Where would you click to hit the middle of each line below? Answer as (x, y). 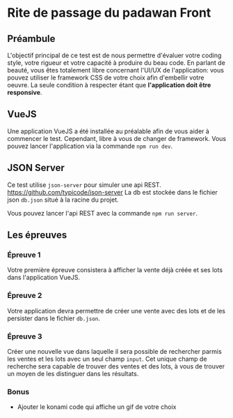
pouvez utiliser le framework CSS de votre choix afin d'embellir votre (106, 77)
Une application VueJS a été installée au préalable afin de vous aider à (109, 131)
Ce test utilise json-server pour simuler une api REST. (84, 185)
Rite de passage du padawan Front (109, 13)
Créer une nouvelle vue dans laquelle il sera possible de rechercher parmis (115, 351)
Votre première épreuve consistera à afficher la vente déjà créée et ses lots (115, 270)
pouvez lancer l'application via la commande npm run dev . (90, 146)
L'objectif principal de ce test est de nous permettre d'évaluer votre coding (114, 55)
